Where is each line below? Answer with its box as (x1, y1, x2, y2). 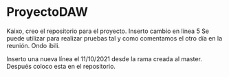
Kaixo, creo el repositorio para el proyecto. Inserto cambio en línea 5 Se (6, 27, 210, 35)
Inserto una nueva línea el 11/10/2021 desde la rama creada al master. (6, 54, 202, 63)
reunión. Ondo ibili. (6, 41, 60, 49)
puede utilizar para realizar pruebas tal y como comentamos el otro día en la (6, 34, 223, 42)
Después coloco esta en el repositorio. (6, 62, 116, 70)
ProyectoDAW (6, 4, 89, 20)
